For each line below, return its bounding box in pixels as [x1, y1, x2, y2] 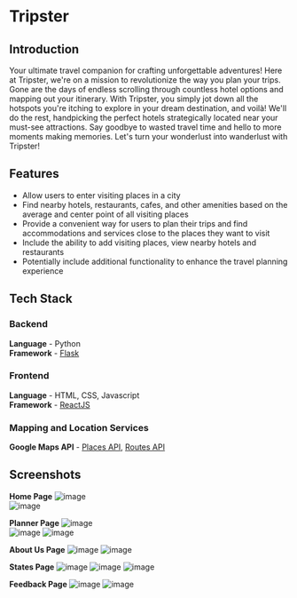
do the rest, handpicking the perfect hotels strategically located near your [9, 113, 278, 123]
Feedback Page [9, 578, 68, 589]
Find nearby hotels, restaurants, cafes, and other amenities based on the [21, 199, 288, 210]
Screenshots [9, 467, 82, 482]
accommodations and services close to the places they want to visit [21, 227, 270, 238]
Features [9, 166, 59, 181]
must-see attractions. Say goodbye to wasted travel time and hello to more [9, 122, 282, 132]
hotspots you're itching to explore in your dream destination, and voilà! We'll [9, 103, 287, 113]
